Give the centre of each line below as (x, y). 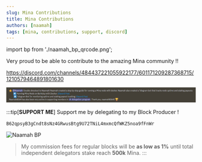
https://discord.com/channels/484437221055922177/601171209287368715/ (100, 73)
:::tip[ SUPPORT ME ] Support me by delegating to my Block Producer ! (93, 112)
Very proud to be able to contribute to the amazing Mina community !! (93, 61)
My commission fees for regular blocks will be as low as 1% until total (107, 146)
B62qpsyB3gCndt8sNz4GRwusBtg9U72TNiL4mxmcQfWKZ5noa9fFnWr (80, 124)
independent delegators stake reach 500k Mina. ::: (84, 153)
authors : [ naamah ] (29, 25)
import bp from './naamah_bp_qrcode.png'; (60, 49)
